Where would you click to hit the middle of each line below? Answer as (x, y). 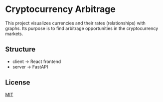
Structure (20, 49)
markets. (14, 33)
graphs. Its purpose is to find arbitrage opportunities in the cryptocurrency (82, 28)
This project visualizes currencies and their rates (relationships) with (76, 23)
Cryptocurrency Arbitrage (60, 9)
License (18, 83)
